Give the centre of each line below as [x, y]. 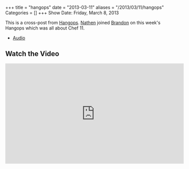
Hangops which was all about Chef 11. [45, 28]
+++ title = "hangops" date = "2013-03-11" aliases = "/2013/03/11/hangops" [85, 7]
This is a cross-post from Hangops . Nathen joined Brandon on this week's [83, 23]
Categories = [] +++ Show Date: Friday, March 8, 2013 [62, 13]
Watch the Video [32, 54]
